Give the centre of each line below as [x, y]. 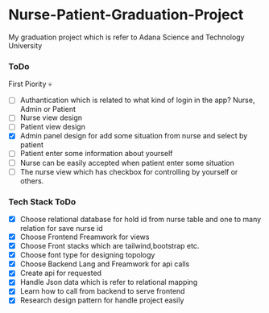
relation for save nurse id [61, 229]
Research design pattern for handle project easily [102, 300]
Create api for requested [61, 273]
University [25, 45]
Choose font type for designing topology [87, 255]
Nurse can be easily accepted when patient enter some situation [127, 163]
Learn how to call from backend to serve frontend [102, 291]
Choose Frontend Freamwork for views [85, 237]
